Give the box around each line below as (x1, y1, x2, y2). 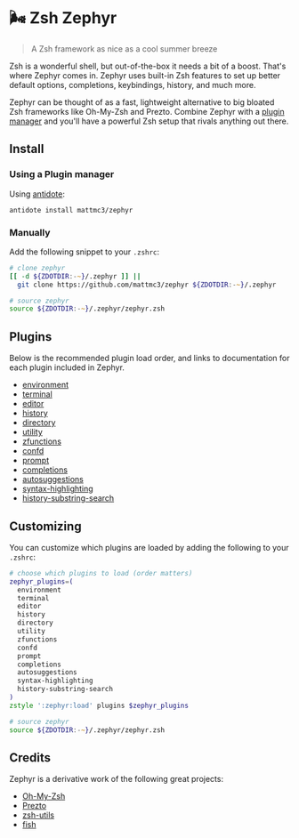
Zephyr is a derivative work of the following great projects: (9, 774, 224, 785)
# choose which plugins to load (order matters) (9, 568, 193, 577)
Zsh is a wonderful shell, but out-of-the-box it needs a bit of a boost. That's (9, 60, 287, 71)
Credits (9, 750, 52, 765)
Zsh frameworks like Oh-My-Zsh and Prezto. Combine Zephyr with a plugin (9, 106, 285, 117)
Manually (9, 226, 51, 238)
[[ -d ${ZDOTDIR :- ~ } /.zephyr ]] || (9, 271, 141, 281)
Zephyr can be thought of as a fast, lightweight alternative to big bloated (9, 96, 275, 108)
